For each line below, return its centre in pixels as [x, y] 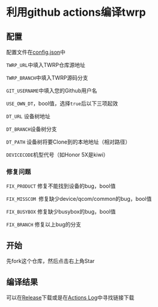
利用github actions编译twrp [76, 12]
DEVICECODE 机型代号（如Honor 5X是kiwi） [58, 155]
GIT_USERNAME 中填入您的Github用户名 [52, 90]
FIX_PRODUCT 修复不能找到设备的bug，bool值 [61, 186]
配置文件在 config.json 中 [36, 52]
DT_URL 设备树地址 [28, 116]
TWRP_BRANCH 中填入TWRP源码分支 [47, 78]
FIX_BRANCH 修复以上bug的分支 [44, 224]
